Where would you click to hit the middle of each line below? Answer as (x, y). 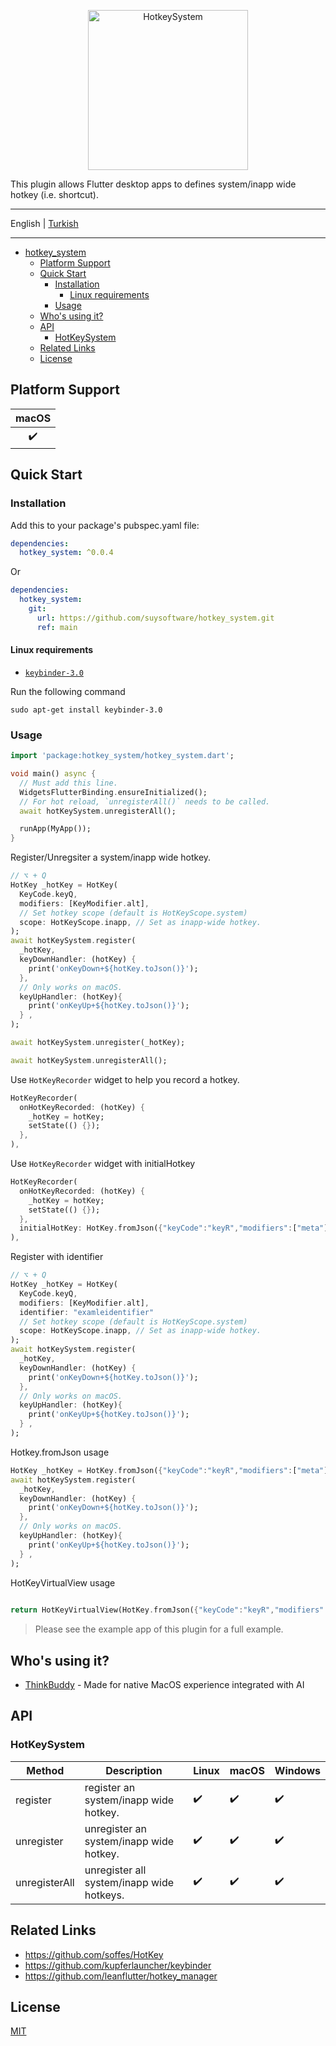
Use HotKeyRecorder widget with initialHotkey (103, 1163)
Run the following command (68, 691)
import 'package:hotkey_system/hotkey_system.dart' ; (122, 756)
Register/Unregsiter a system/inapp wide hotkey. (111, 857)
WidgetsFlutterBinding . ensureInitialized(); (113, 792)
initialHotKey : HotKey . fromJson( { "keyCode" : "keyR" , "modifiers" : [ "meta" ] (174, 1228)
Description (134, 1770)
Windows (297, 1770)
